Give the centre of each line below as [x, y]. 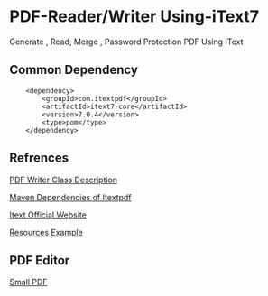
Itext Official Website [48, 215]
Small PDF [28, 282]
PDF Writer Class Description [64, 180]
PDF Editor [40, 260]
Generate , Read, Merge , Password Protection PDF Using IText [126, 42]
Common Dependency [74, 70]
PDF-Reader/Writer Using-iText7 [134, 17]
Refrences [39, 158]
